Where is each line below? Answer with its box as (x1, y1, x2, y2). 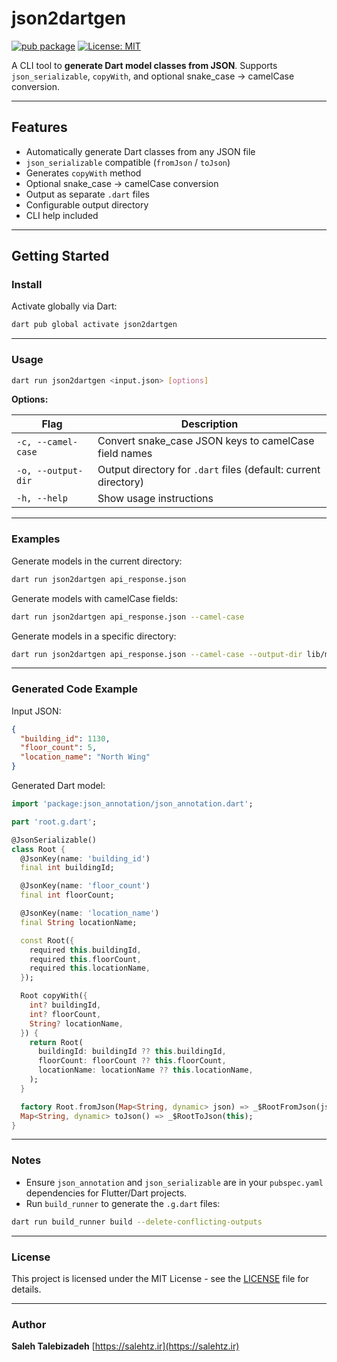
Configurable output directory (25, 198, 149, 211)
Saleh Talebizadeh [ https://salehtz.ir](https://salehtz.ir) (11, 1340, 240, 1352)
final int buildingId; (20, 863, 115, 873)
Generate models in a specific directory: (11, 630, 177, 642)
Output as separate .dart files (25, 188, 150, 200)
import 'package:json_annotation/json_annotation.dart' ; (11, 799, 254, 809)
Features (11, 119, 68, 136)
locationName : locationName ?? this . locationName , (37, 1065, 254, 1076)
